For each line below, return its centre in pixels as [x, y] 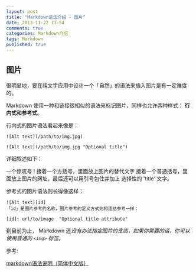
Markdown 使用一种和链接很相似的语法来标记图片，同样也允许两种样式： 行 [98, 105]
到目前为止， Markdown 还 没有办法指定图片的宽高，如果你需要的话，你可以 [98, 231]
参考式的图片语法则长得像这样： [45, 191]
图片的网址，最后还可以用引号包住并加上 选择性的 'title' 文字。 [97, 179]
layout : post [22, 12]
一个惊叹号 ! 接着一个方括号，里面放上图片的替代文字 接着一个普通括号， [94, 171]
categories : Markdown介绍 [37, 34]
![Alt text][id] [26, 202]
